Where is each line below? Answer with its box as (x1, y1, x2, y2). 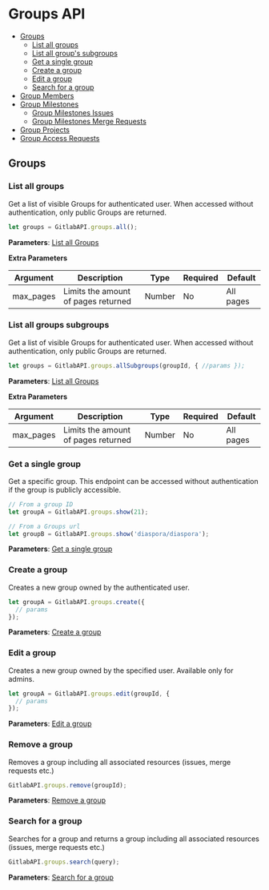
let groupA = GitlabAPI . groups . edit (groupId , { (8, 690, 171, 698)
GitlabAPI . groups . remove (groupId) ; (8, 781, 127, 789)
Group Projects (19, 125, 70, 135)
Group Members (19, 91, 74, 100)
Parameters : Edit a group (8, 719, 92, 729)
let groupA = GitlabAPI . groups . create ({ (8, 598, 146, 606)
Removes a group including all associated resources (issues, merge (8, 757, 231, 767)
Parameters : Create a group (8, 627, 102, 637)
